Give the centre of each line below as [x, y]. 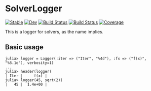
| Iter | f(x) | [26, 76]
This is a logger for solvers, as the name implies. [54, 31]
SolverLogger [34, 9]
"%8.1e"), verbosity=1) [30, 63]
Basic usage [24, 47]
